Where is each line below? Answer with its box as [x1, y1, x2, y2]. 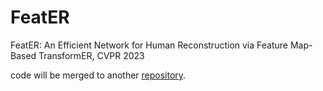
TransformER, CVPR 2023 [38, 49, 145, 61]
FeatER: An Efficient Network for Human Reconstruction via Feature [10, 39, 288, 51]
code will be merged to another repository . [10, 69, 187, 81]
